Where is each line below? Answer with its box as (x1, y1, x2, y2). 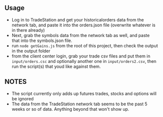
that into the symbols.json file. (11, 38, 73, 43)
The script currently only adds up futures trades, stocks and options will (11, 90, 157, 97)
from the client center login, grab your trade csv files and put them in (11, 53, 151, 59)
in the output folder (11, 48, 51, 54)
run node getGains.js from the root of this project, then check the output (11, 42, 158, 48)
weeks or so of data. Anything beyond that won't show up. (11, 106, 130, 112)
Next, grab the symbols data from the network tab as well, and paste (11, 32, 150, 38)
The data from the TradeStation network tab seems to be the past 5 (11, 101, 147, 107)
